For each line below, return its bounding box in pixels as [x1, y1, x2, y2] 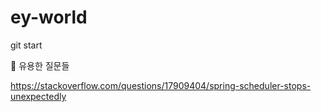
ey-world [10, 6, 88, 29]
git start [10, 39, 43, 51]
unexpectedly [10, 90, 67, 102]
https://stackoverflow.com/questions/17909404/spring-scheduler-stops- [10, 79, 312, 91]
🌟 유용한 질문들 [10, 59, 70, 71]
